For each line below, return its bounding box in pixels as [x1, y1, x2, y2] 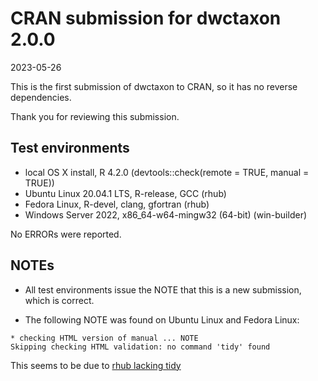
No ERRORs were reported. [10, 228, 122, 240]
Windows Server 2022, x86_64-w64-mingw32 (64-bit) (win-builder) [24, 208, 308, 221]
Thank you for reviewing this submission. [10, 110, 180, 122]
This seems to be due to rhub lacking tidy [10, 359, 182, 371]
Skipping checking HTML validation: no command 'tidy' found [10, 342, 271, 352]
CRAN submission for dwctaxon [10, 7, 282, 30]
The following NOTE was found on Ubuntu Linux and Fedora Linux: [24, 313, 300, 326]
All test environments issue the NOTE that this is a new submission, [24, 283, 302, 296]
